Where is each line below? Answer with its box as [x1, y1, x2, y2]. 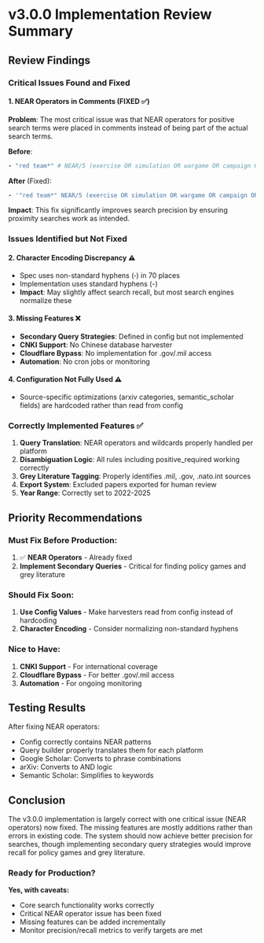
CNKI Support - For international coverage [19, 661, 159, 671]
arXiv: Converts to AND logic [19, 762, 113, 772]
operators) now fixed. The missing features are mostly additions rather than [8, 823, 253, 832]
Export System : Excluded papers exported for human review [19, 480, 218, 490]
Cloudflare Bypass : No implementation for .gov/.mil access [19, 348, 212, 357]
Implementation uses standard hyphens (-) [19, 279, 159, 288]
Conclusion [8, 793, 66, 807]
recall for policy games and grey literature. [8, 848, 145, 857]
